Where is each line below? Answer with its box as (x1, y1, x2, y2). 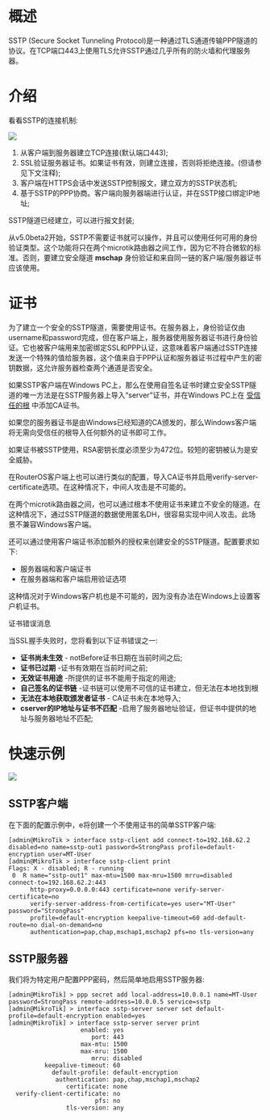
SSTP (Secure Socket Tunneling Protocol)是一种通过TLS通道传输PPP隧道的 (8, 36, 258, 45)
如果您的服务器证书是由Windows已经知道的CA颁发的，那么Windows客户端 (8, 417, 256, 427)
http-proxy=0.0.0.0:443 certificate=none (29, 886, 172, 894)
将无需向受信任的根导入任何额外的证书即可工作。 (8, 427, 171, 437)
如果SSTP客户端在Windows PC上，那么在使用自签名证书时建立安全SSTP (8, 380, 250, 389)
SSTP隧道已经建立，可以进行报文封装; (8, 215, 135, 225)
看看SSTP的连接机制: (8, 115, 78, 125)
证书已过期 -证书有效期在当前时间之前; (19, 663, 148, 672)
